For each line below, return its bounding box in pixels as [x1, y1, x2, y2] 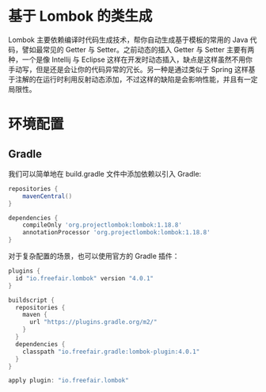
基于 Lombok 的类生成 [8, 7, 153, 25]
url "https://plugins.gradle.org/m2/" [28, 318, 158, 326]
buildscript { [8, 296, 55, 304]
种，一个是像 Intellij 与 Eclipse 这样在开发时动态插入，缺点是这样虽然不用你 [8, 55, 253, 64]
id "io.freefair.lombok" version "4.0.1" [15, 274, 154, 282]
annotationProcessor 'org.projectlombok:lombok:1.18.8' [22, 229, 211, 237]
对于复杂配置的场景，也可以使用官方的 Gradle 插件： [8, 251, 180, 261]
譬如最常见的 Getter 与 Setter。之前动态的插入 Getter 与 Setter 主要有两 [21, 44, 255, 54]
